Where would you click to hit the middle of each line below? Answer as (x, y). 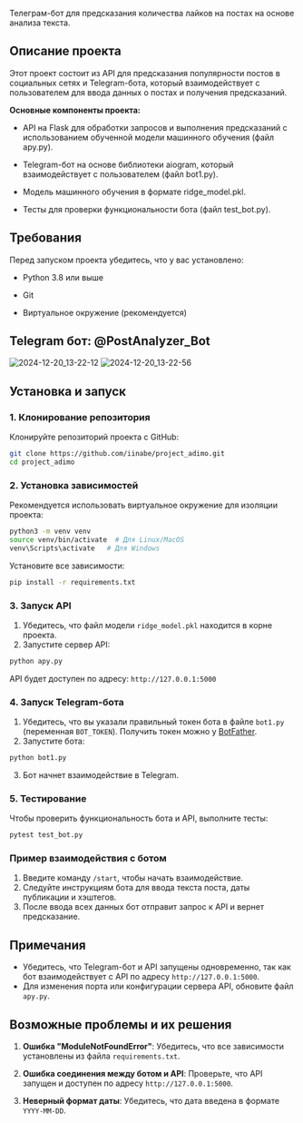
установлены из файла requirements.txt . (101, 1056)
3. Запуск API (40, 606)
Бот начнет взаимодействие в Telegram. (101, 775)
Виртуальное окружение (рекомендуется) (105, 312)
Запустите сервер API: (66, 645)
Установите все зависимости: (67, 566)
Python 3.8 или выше (63, 277)
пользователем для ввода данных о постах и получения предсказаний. (148, 92)
